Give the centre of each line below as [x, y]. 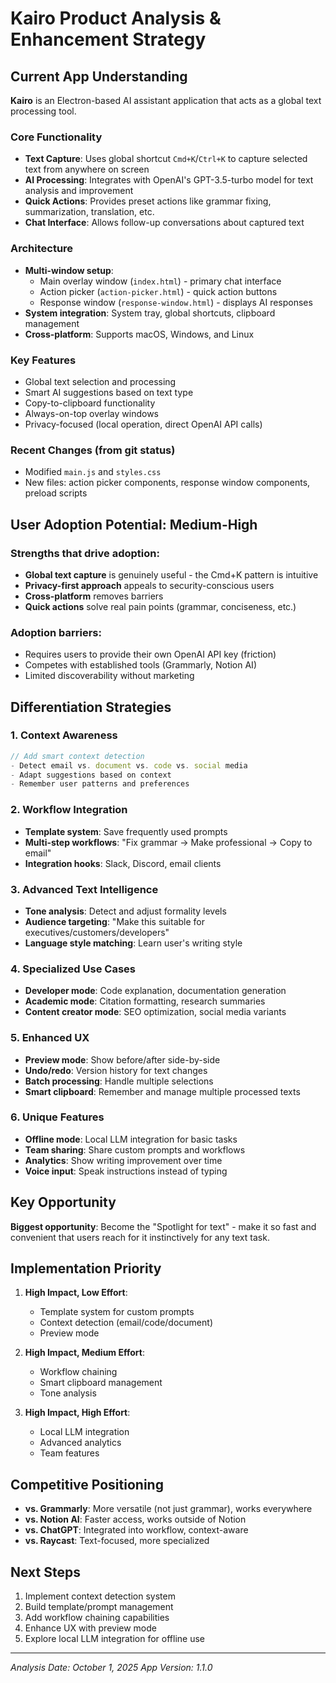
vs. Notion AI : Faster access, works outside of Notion [135, 1519]
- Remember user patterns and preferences [100, 784]
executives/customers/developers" [97, 932]
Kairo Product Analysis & [116, 18]
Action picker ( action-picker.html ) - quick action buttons [158, 291]
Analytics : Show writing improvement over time [123, 1160]
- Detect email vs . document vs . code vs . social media [129, 765]
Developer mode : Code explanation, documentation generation [155, 991]
